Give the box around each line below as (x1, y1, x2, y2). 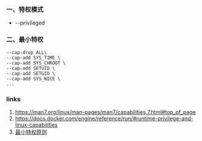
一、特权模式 (6, 5, 44, 13)
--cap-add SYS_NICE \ (6, 76, 61, 82)
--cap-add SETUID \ (6, 65, 55, 71)
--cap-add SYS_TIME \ (6, 55, 61, 61)
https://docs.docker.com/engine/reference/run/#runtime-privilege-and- (14, 115, 194, 122)
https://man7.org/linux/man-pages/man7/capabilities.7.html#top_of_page (14, 108, 196, 115)
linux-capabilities (14, 121, 58, 128)
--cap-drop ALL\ (6, 49, 47, 55)
